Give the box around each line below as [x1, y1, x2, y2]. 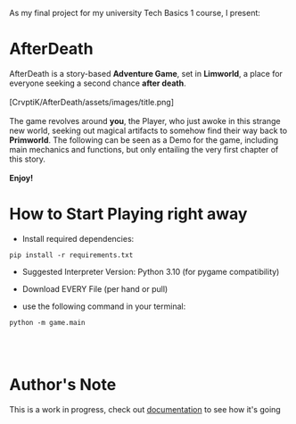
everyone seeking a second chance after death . [9, 78, 186, 88]
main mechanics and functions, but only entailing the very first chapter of [9, 144, 279, 154]
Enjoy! [9, 172, 34, 183]
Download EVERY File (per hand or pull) [21, 283, 169, 294]
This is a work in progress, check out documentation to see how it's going [9, 403, 281, 414]
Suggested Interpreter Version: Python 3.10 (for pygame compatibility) [21, 266, 280, 277]
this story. [9, 154, 46, 164]
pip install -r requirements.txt [9, 250, 134, 260]
